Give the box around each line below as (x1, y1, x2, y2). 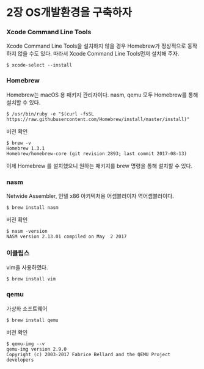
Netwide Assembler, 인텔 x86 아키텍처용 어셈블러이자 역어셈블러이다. (6, 192, 174, 200)
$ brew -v (6, 140, 32, 146)
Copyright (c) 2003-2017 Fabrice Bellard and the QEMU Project (6, 351, 171, 357)
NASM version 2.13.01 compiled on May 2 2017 (6, 233, 127, 240)
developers (6, 357, 34, 363)
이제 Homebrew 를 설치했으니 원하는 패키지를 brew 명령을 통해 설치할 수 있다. (6, 162, 193, 169)
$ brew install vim (6, 276, 56, 282)
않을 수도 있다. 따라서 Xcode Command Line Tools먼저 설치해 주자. (17, 50, 180, 57)
